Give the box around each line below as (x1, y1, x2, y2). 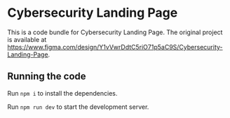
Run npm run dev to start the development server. (7, 103, 149, 111)
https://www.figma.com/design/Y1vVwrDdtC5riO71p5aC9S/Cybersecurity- (7, 43, 223, 51)
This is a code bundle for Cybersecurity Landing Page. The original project (7, 28, 223, 36)
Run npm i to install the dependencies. (7, 89, 118, 97)
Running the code (7, 71, 86, 82)
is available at (7, 35, 47, 43)
